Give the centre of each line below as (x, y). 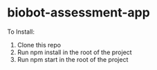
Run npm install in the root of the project (75, 52)
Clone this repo (39, 45)
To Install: (21, 32)
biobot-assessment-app (78, 13)
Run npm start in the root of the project (73, 59)
